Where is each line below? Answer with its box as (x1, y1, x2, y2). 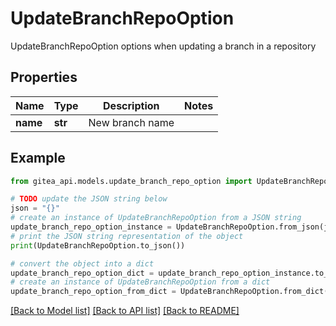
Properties (10, 69, 78, 86)
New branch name (88, 115, 175, 129)
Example (10, 150, 66, 167)
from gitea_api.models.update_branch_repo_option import (10, 176, 253, 186)
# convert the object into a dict (10, 258, 155, 269)
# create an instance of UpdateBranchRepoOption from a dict (10, 277, 271, 287)
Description (103, 98, 160, 112)
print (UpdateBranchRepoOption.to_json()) (10, 240, 186, 251)
